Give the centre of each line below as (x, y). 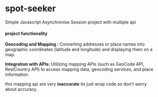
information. (17, 74)
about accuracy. (21, 89)
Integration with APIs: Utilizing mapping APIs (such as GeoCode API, (75, 64)
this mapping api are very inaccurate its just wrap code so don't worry (76, 84)
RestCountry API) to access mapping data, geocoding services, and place (79, 70)
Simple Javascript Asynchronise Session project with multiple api (70, 22)
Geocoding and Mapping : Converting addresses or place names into (75, 44)
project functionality (26, 33)
